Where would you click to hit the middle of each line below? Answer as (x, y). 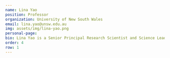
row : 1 (12, 47)
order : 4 (14, 43)
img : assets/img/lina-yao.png (37, 29)
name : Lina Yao (21, 10)
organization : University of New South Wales (54, 19)
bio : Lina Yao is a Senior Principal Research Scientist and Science (80, 38)
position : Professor (27, 15)
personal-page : (21, 33)
